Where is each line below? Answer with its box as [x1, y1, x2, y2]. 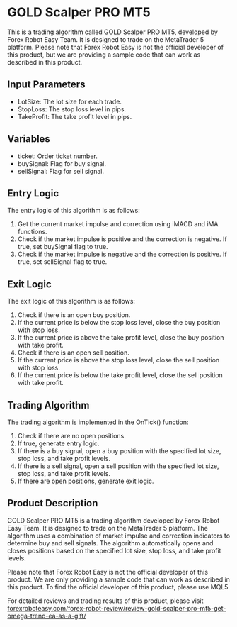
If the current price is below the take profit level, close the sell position [17, 371, 223, 379]
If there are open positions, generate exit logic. [17, 477, 154, 485]
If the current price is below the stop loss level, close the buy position [17, 318, 221, 327]
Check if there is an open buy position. [17, 311, 131, 319]
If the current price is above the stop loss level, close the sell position [17, 356, 220, 365]
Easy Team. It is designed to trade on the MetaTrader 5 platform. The [7, 523, 209, 532]
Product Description [7, 497, 98, 509]
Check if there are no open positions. [17, 432, 126, 440]
